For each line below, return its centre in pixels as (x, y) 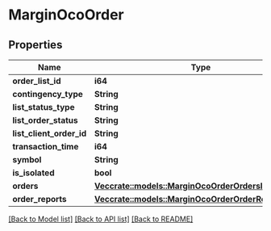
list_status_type (44, 107)
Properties (35, 45)
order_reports (40, 199)
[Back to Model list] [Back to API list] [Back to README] (101, 219)
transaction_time (46, 147)
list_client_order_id (50, 133)
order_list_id (37, 81)
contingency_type (48, 94)
